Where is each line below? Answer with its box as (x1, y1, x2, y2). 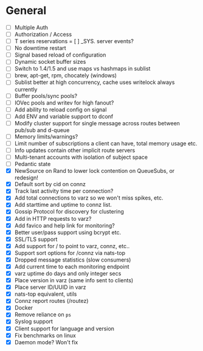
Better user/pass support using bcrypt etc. (14, 229, 122, 236)
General (5, 4, 47, 18)
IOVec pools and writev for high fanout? (14, 99, 114, 106)
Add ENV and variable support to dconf (14, 113, 114, 120)
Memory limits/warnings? (14, 133, 78, 140)
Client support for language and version (14, 325, 115, 332)
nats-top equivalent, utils (14, 290, 77, 298)
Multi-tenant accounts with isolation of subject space (14, 153, 148, 161)
